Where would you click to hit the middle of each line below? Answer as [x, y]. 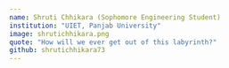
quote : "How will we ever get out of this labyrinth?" [113, 42]
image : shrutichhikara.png [59, 34]
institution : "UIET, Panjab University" [86, 26]
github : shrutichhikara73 [57, 50]
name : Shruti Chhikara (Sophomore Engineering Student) [115, 17]
